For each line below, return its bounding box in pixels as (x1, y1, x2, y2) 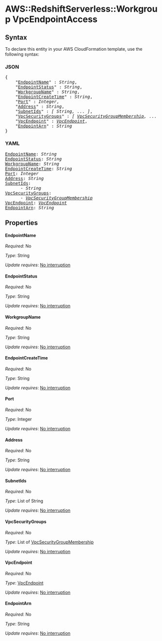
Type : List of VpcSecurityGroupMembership (5, 539, 94, 545)
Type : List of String (5, 498, 43, 504)
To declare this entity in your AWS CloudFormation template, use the (5, 46, 142, 52)
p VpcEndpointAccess (5, 14, 98, 25)
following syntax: (5, 51, 40, 57)
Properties (5, 219, 38, 227)
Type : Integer (5, 416, 32, 422)
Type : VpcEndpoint (5, 580, 44, 586)
